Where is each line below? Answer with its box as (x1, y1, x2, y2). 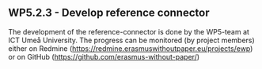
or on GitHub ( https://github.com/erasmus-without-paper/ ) (8, 52, 200, 61)
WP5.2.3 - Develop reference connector (8, 6, 210, 20)
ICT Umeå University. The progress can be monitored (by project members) (8, 35, 255, 45)
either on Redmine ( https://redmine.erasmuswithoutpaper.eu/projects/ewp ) (8, 43, 253, 53)
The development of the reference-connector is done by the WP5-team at (8, 27, 249, 36)
